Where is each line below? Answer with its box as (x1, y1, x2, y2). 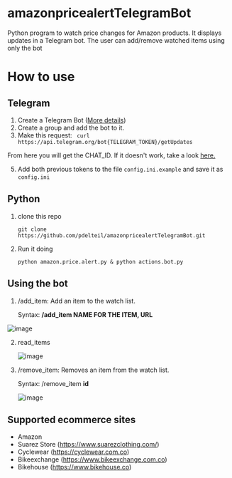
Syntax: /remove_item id (17, 379, 89, 388)
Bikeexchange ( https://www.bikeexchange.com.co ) (17, 455, 168, 464)
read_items (17, 338, 51, 346)
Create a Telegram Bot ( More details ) (17, 115, 126, 124)
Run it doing (17, 244, 53, 253)
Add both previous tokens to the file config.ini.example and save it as (17, 165, 223, 173)
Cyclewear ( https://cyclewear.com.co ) (17, 447, 130, 457)
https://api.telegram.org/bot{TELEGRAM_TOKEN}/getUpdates (17, 138, 193, 145)
